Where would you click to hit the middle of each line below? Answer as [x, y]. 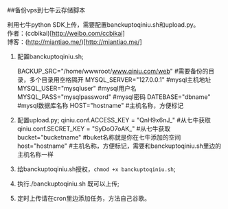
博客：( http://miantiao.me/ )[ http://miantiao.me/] [75, 42]
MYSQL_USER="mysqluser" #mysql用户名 [77, 88]
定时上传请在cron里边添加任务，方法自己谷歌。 [84, 198]
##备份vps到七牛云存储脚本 [46, 10]
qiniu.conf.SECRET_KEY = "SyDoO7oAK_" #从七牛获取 [93, 129]
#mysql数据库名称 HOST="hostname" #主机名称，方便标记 [100, 106]
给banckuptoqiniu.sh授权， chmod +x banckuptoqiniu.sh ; [96, 169]
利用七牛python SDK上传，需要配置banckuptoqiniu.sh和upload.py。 [103, 25]
